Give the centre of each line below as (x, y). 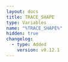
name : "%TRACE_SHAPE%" (34, 28)
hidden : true (22, 34)
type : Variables (26, 22)
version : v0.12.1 (38, 50)
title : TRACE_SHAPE (30, 17)
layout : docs (22, 12)
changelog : (20, 39)
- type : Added (29, 45)
